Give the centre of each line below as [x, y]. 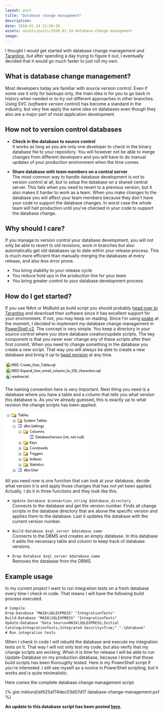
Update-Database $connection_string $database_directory [71, 501]
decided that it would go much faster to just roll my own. [62, 61]
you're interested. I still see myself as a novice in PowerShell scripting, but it [82, 668]
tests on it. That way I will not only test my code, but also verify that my [77, 647]
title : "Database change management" [44, 15]
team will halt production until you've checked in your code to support [83, 208]
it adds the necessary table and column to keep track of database [79, 541]
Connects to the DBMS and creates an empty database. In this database [85, 536]
